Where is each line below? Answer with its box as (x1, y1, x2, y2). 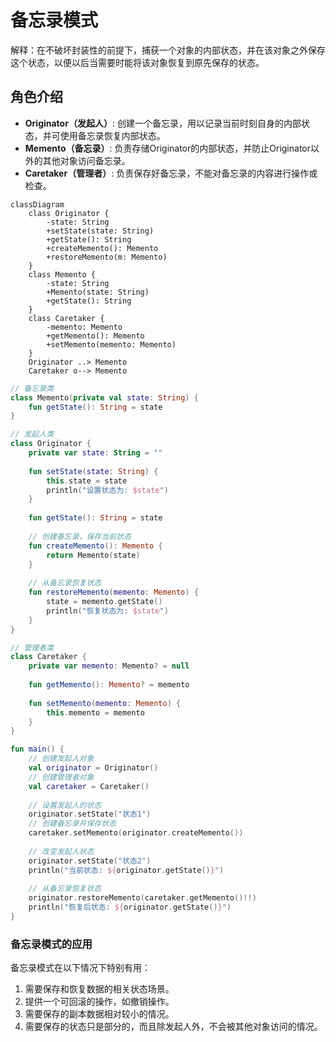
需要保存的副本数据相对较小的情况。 (24, 1008, 175, 1020)
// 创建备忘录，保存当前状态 (28, 531, 132, 541)
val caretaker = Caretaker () (28, 781, 150, 791)
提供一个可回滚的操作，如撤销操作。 (24, 996, 175, 1008)
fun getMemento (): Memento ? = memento (28, 680, 190, 690)
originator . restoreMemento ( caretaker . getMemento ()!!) (28, 893, 257, 903)
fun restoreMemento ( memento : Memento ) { (28, 587, 199, 598)
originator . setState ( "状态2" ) (28, 856, 152, 866)
